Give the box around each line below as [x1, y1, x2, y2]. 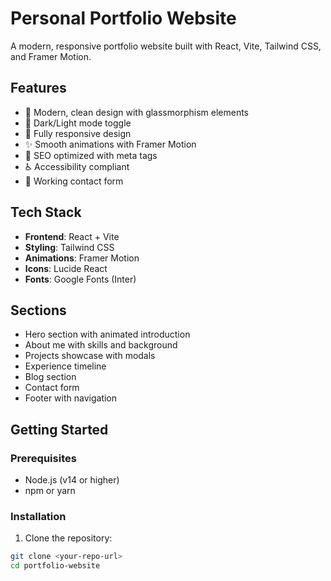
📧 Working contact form [24, 175, 124, 187]
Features [10, 80, 67, 97]
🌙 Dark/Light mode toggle [24, 117, 132, 129]
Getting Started [10, 421, 109, 438]
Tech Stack [10, 204, 82, 221]
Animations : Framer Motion [24, 252, 140, 264]
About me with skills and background [24, 339, 178, 351]
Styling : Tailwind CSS [24, 241, 115, 253]
